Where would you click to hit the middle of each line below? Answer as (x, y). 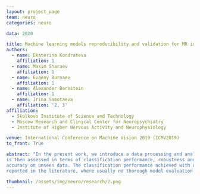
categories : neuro (29, 23)
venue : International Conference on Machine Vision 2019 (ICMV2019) (93, 138)
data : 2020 (20, 33)
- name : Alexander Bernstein (48, 89)
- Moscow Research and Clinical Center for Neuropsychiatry (87, 122)
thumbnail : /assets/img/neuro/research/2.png (63, 182)
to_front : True (25, 143)
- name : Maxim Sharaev (40, 66)
